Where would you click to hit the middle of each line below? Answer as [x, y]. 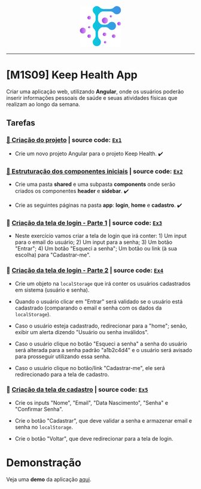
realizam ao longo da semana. [43, 104]
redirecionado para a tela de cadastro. [62, 374]
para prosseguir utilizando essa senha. [63, 356]
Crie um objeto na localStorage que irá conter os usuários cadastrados [103, 283]
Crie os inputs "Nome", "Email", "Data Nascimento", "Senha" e [92, 402]
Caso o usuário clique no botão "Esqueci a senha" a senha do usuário [101, 344]
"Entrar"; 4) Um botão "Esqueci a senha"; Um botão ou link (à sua [96, 249]
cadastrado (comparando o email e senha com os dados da [88, 308]
